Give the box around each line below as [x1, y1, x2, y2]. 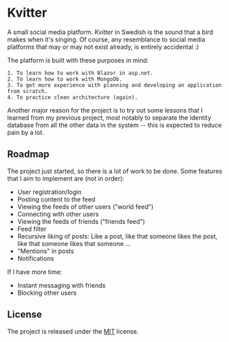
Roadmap [7, 148, 50, 161]
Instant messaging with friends [17, 281, 106, 289]
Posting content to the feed [17, 195, 96, 203]
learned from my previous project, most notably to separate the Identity [7, 113, 212, 122]
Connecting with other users [17, 210, 99, 218]
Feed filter [17, 225, 47, 233]
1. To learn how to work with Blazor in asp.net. [7, 70, 154, 76]
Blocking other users [17, 288, 77, 297]
